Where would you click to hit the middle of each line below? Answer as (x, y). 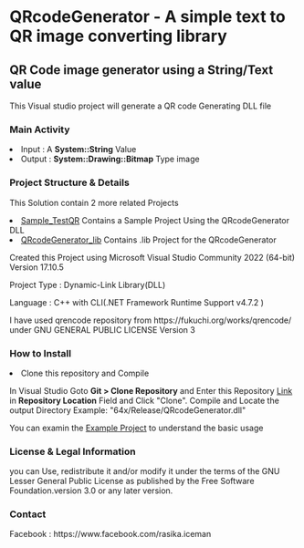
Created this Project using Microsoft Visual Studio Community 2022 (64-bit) (152, 257)
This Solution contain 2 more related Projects (94, 202)
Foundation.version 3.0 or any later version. (91, 491)
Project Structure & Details (69, 182)
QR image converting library (119, 36)
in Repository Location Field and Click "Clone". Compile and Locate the (145, 400)
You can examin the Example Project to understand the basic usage (136, 428)
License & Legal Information (73, 451)
